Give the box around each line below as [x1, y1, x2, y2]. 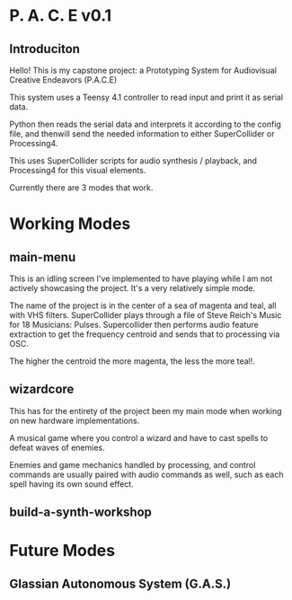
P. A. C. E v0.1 [9, 5, 112, 26]
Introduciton [9, 41, 81, 57]
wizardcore [9, 382, 75, 397]
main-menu [9, 249, 76, 265]
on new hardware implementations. [9, 415, 140, 426]
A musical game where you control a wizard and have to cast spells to [9, 432, 269, 443]
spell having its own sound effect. [9, 478, 134, 490]
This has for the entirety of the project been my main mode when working [9, 405, 282, 416]
